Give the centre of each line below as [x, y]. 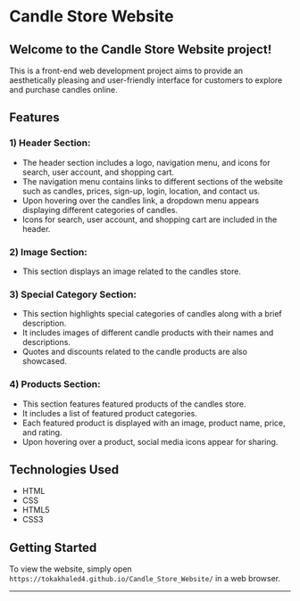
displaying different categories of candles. [100, 210]
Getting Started [53, 547]
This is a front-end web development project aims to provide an [126, 70]
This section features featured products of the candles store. [134, 404]
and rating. [42, 432]
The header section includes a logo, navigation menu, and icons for [146, 162]
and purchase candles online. [63, 90]
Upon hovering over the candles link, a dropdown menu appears [141, 200]
